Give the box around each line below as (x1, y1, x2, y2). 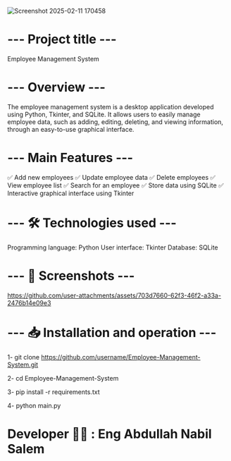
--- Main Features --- (7, 150, 134, 166)
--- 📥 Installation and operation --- (7, 324, 217, 340)
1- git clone (7, 352, 40, 361)
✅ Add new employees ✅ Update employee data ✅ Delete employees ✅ (7, 173, 216, 181)
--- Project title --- (7, 32, 117, 47)
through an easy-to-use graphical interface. (7, 125, 135, 133)
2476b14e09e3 (7, 298, 51, 307)
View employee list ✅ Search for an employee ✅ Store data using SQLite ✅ (7, 180, 224, 190)
